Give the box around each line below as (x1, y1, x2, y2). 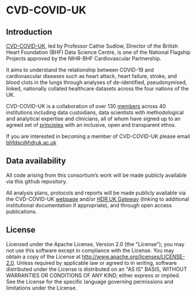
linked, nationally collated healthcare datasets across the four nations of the (6, 85, 189, 92)
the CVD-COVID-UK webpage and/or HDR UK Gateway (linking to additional (6, 195, 190, 203)
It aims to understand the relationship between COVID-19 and (6, 66, 154, 73)
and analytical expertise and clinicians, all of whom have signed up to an (6, 115, 181, 122)
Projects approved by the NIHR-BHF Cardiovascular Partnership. (6, 55, 162, 62)
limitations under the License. (6, 284, 77, 291)
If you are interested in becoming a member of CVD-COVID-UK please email (6, 133, 190, 140)
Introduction (6, 27, 53, 37)
